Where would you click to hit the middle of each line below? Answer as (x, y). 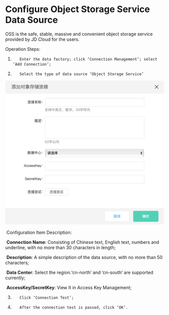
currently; (15, 278)
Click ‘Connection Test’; (47, 298)
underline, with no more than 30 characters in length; (61, 247)
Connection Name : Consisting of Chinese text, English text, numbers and (83, 242)
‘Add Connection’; (32, 64)
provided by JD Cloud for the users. (42, 39)
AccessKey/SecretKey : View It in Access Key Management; (69, 287)
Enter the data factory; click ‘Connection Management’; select (88, 59)
